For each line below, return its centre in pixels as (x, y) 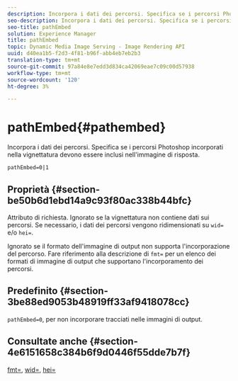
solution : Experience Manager (52, 34)
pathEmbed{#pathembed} (87, 127)
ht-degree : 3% (28, 86)
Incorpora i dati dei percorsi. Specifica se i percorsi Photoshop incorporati (115, 147)
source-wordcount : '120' (44, 80)
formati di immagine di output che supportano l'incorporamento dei (106, 261)
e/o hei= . (21, 232)
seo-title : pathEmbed (39, 27)
